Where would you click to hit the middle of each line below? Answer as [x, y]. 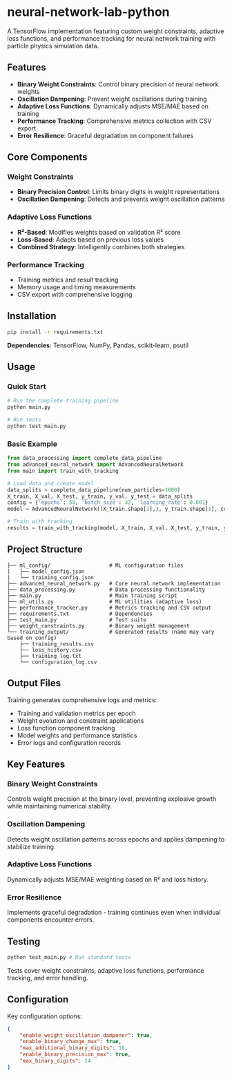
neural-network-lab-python [89, 12]
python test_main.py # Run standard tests [69, 957]
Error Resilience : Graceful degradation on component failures [105, 135]
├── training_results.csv [57, 644]
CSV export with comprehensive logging [75, 295]
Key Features [36, 764]
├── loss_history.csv [50, 650]
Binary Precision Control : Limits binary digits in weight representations [118, 192]
